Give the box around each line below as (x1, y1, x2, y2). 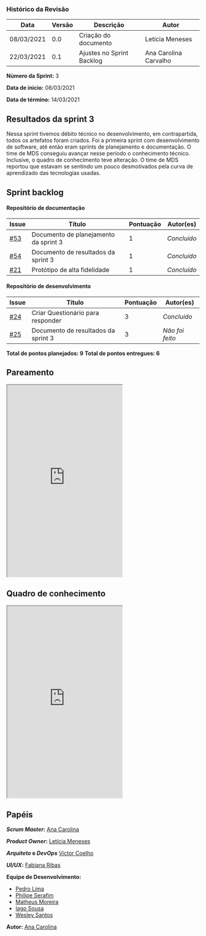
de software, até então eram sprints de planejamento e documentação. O (6, 143, 191, 150)
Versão (51, 21, 74, 29)
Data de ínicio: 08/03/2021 (6, 84, 75, 92)
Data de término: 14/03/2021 (6, 96, 80, 103)
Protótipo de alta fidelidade (31, 265, 110, 274)
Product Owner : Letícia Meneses (6, 838, 91, 845)
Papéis (6, 809, 33, 820)
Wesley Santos (15, 911, 53, 919)
